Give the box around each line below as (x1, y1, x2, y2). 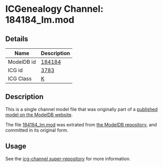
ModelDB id (8, 59, 36, 65)
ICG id (8, 67, 23, 73)
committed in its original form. (5, 127, 69, 133)
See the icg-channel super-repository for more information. (5, 155, 131, 162)
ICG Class (8, 75, 32, 82)
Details (5, 34, 28, 43)
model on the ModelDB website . (5, 112, 73, 118)
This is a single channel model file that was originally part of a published (5, 106, 158, 112)
